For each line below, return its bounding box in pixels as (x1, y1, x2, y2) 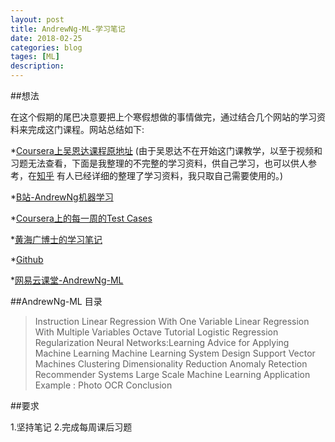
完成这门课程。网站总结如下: (27, 124, 145, 135)
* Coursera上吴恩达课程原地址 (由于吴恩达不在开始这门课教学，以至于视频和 (10, 145, 323, 156)
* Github (10, 254, 44, 265)
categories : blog (10, 42, 83, 53)
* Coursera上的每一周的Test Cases (10, 212, 153, 224)
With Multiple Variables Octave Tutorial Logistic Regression (34, 326, 279, 338)
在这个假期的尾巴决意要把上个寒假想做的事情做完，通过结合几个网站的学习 (10, 111, 317, 123)
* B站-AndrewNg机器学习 (10, 191, 114, 203)
